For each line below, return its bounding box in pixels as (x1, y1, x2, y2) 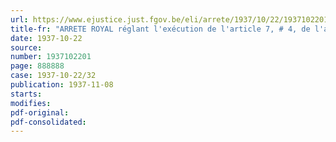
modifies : (10, 98, 52, 108)
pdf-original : (10, 107, 70, 118)
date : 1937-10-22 (10, 33, 83, 43)
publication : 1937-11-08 (10, 80, 114, 90)
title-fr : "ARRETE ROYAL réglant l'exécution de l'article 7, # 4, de (10, 24, 311, 34)
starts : (10, 89, 43, 99)
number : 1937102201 (10, 52, 92, 62)
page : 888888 (10, 61, 65, 71)
